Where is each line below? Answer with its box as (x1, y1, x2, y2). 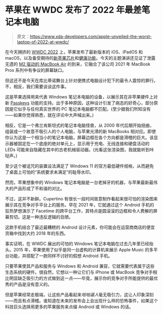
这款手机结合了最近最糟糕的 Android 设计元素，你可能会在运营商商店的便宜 (5, 224, 155, 230)
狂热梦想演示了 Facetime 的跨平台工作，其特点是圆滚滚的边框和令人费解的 (5, 208, 154, 214)
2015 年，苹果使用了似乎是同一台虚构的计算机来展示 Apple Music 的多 (13, 247, 154, 252)
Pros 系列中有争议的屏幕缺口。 (5, 67, 66, 73)
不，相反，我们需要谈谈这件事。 (5, 83, 69, 89)
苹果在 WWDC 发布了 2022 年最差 (5, 4, 142, 16)
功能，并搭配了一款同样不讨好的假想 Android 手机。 (9, 253, 113, 259)
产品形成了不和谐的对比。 (13, 185, 65, 191)
